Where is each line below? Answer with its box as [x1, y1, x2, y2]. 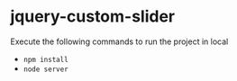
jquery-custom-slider [10, 6, 176, 27]
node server [23, 65, 68, 74]
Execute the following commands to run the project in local [10, 36, 229, 47]
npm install [23, 55, 68, 64]
